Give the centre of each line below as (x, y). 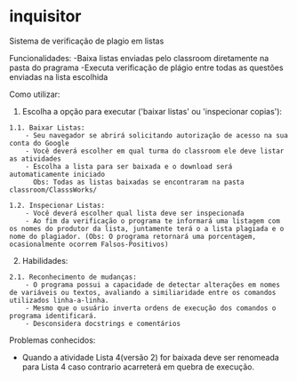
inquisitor (45, 16)
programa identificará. (53, 316)
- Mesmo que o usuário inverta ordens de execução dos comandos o (151, 308)
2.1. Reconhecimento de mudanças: (73, 277)
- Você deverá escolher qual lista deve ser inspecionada (135, 213)
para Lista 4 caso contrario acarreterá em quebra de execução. (138, 367)
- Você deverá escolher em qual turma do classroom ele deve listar (155, 151)
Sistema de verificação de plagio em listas (87, 41)
